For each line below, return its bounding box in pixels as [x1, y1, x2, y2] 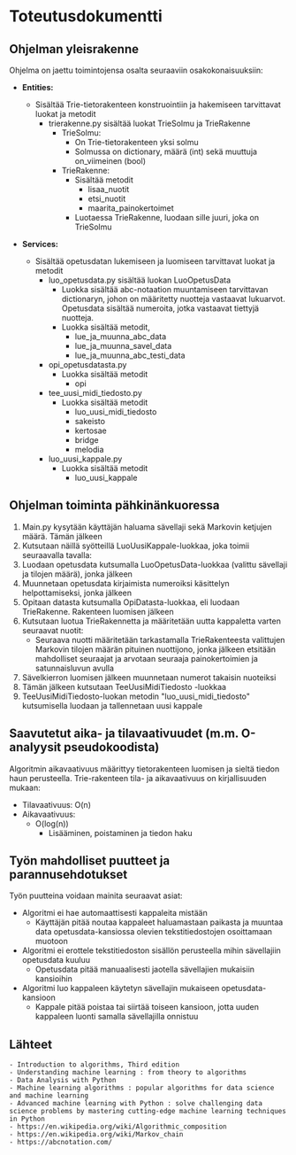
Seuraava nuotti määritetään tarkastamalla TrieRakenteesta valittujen [34, 634, 285, 645]
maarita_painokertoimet [87, 203, 174, 213]
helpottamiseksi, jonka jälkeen [21, 587, 133, 598]
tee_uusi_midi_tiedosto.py [48, 388, 143, 398]
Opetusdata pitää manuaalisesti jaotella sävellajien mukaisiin [34, 964, 254, 975]
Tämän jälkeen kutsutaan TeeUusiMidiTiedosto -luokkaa [21, 681, 227, 692]
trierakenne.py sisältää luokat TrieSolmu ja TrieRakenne [48, 118, 251, 128]
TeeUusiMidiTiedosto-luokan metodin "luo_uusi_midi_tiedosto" [21, 691, 250, 702]
